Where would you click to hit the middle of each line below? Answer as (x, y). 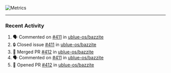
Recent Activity (25, 25)
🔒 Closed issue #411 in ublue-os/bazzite (54, 45)
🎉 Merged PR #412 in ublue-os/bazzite (53, 52)
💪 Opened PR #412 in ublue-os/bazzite (53, 65)
